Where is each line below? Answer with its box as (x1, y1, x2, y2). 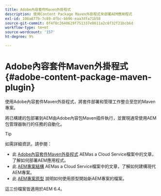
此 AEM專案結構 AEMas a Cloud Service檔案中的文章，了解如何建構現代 (12, 163, 156, 169)
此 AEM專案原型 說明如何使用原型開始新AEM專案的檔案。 (12, 176, 127, 181)
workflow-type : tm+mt (5, 25, 49, 30)
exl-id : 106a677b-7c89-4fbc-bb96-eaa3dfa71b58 (5, 16, 101, 21)
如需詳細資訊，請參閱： (5, 141, 52, 146)
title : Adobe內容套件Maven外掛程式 (5, 7, 71, 12)
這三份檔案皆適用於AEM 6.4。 (5, 186, 64, 192)
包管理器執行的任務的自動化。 (5, 121, 64, 127)
